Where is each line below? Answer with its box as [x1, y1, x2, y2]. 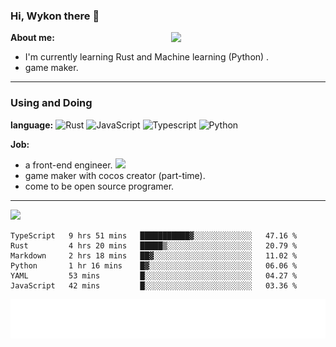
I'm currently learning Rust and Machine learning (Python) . [24, 51, 270, 63]
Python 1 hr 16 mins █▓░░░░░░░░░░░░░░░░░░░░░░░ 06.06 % [10, 260, 298, 271]
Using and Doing [10, 96, 93, 110]
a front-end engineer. [24, 159, 113, 171]
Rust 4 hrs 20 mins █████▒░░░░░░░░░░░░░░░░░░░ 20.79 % [10, 240, 298, 251]
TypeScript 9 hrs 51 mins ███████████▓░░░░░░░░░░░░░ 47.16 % [10, 230, 298, 241]
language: [10, 119, 54, 131]
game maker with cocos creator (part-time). [24, 169, 206, 181]
